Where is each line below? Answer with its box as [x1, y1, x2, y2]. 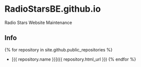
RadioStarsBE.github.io [4, 3, 101, 15]
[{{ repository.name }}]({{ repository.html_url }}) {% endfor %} [11, 56, 137, 62]
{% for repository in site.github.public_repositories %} [4, 46, 113, 52]
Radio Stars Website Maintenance [4, 20, 72, 25]
